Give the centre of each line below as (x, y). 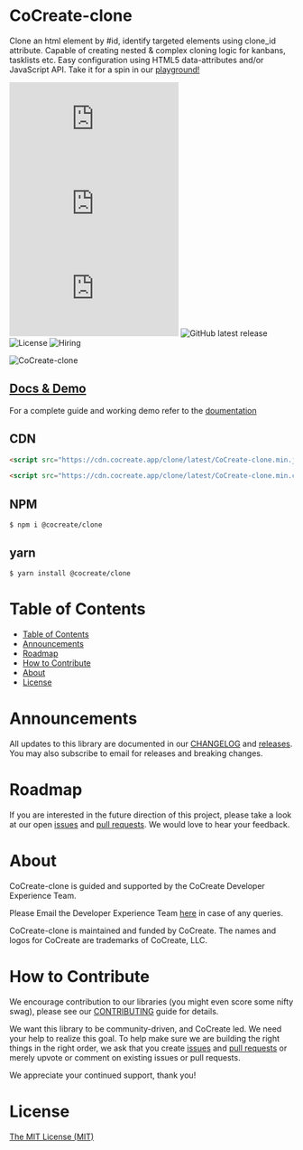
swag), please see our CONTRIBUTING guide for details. (114, 1011)
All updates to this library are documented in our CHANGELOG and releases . (151, 743)
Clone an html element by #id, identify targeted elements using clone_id (143, 41)
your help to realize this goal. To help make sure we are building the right (145, 1038)
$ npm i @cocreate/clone (56, 525)
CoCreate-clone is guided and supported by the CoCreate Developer (138, 885)
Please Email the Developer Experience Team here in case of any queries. (147, 912)
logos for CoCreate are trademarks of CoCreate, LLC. (108, 940)
